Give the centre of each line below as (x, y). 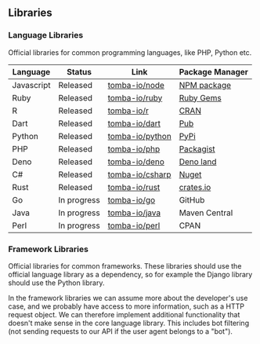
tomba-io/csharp (139, 174)
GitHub (192, 199)
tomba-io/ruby (135, 97)
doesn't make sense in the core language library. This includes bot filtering (128, 323)
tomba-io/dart (134, 123)
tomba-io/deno (136, 162)
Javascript (31, 85)
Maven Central (206, 213)
